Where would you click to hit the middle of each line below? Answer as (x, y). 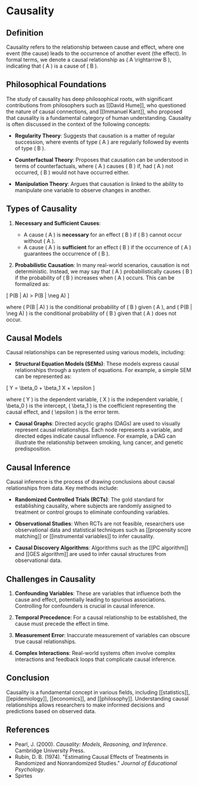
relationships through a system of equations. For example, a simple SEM (103, 370)
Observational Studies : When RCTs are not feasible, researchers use (100, 524)
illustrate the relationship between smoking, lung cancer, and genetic (99, 443)
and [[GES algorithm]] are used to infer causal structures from (90, 554)
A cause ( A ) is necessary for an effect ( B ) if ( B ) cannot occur (103, 234)
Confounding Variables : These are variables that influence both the (98, 593)
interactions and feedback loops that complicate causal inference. (95, 659)
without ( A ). (39, 241)
